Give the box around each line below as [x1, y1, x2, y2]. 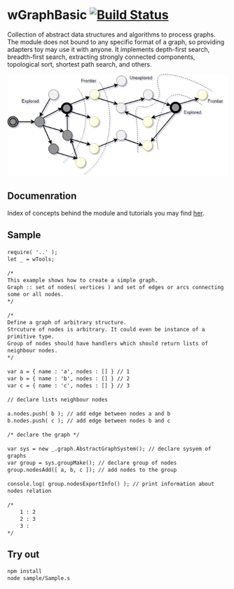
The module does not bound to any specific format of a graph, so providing [7, 37, 225, 46]
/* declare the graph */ [7, 431, 80, 438]
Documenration [7, 190, 77, 202]
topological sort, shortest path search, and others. [7, 60, 152, 68]
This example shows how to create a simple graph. [7, 277, 158, 284]
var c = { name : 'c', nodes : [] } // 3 [7, 382, 130, 389]
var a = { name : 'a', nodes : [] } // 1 [7, 368, 130, 375]
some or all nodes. [7, 291, 64, 298]
